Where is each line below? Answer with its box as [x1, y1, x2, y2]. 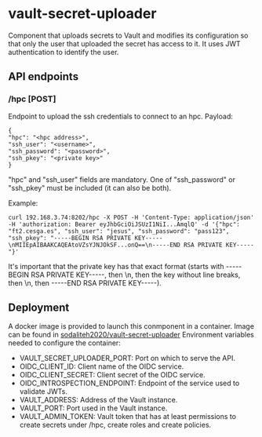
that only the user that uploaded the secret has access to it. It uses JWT [8, 38, 241, 48]
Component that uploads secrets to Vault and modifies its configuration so [8, 31, 249, 40]
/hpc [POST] [8, 93, 56, 104]
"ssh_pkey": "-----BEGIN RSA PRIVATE [8, 234, 132, 242]
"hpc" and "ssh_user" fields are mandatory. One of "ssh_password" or [8, 174, 235, 184]
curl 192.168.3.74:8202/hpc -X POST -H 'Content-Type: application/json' [8, 213, 255, 221]
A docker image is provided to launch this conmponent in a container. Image [8, 322, 255, 331]
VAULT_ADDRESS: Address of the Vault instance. [19, 395, 178, 405]
